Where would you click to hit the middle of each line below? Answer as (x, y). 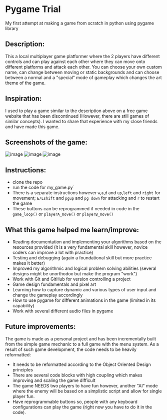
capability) (23, 306)
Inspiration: (23, 99)
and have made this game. (32, 127)
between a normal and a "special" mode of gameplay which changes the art (83, 77)
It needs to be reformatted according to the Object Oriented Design (81, 364)
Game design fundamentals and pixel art (54, 284)
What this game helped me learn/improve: (72, 230)
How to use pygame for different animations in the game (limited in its (84, 300)
